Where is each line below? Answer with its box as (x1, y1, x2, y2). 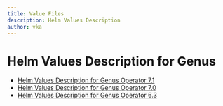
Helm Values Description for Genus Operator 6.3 (17, 91, 158, 100)
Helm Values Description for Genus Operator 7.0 (17, 84, 156, 92)
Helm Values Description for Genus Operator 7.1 (17, 76, 155, 84)
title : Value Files (7, 10, 65, 17)
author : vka (7, 23, 42, 30)
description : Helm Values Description (7, 17, 121, 24)
